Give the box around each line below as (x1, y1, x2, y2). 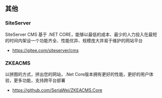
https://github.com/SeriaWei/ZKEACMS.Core (12, 87, 103, 93)
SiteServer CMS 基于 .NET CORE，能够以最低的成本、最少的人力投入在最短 (5, 31, 157, 37)
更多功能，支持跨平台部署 (13, 77, 65, 83)
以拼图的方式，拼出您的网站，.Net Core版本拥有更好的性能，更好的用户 (5, 71, 150, 77)
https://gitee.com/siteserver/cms (12, 47, 79, 53)
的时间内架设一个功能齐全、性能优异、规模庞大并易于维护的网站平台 (5, 37, 143, 43)
